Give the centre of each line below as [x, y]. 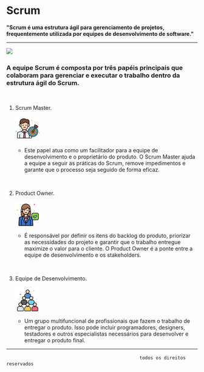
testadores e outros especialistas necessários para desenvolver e [106, 334]
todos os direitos [163, 358]
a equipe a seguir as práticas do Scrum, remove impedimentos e [105, 163]
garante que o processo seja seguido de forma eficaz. [92, 170]
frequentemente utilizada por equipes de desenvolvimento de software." [100, 33]
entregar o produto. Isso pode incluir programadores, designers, [104, 328]
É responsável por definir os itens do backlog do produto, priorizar [107, 236]
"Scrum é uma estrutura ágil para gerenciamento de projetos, [86, 27]
